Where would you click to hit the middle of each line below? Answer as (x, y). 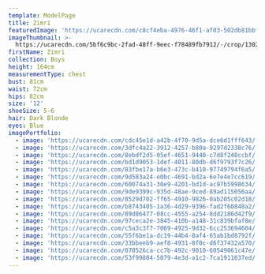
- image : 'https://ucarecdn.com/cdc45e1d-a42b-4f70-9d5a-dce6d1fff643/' (137, 140)
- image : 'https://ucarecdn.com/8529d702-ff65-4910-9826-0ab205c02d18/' (137, 199)
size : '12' (26, 103)
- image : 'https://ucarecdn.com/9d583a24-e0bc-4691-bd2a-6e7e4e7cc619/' (137, 177)
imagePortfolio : (35, 133)
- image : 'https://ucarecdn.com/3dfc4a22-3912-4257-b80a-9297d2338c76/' (137, 148)
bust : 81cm (26, 81)
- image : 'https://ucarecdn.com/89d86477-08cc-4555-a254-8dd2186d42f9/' (137, 214)
